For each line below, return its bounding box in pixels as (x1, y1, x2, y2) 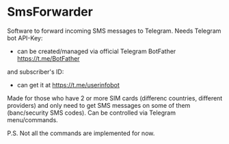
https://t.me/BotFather (16, 54, 80, 62)
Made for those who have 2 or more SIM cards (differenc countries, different (7, 93, 223, 102)
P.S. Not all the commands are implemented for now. (7, 129, 155, 137)
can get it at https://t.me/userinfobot (16, 81, 120, 89)
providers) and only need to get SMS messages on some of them (7, 101, 191, 109)
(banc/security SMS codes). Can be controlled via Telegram (7, 109, 176, 117)
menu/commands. (7, 115, 58, 124)
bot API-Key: (7, 33, 43, 42)
